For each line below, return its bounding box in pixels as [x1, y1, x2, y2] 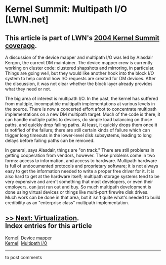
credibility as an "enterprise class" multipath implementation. [5, 200, 129, 206]
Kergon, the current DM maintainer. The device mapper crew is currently [5, 60, 153, 65]
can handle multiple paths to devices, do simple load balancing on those [5, 117, 152, 122]
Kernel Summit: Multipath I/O [5, 3, 127, 15]
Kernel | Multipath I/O [5, 240, 48, 246]
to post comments [5, 254, 42, 260]
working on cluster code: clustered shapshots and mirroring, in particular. [5, 65, 155, 71]
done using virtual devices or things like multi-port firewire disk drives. [5, 189, 149, 195]
